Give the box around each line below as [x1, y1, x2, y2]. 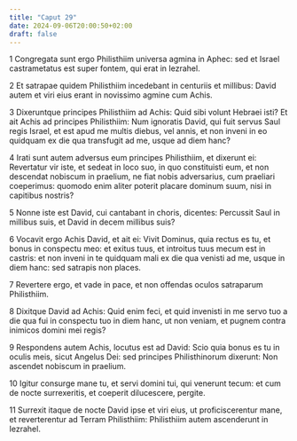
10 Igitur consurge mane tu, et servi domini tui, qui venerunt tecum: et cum [9, 378, 282, 389]
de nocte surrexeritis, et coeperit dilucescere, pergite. [9, 388, 206, 398]
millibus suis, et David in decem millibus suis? [9, 217, 176, 227]
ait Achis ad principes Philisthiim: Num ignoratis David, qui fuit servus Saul [9, 116, 281, 127]
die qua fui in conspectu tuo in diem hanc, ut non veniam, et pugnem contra [9, 316, 286, 327]
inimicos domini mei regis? [9, 325, 106, 335]
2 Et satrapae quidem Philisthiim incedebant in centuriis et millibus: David [9, 81, 277, 91]
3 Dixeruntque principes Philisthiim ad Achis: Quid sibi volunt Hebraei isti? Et [9, 107, 288, 118]
